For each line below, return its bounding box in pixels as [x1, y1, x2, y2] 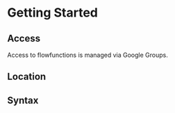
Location [7, 71, 47, 82]
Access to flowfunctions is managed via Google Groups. [7, 51, 168, 59]
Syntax [7, 94, 39, 106]
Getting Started [7, 5, 99, 21]
